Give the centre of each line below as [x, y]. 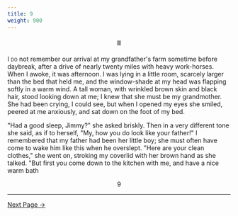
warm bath [23, 170]
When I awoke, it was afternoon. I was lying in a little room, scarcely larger [116, 74]
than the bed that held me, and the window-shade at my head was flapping [117, 81]
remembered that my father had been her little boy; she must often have [112, 140]
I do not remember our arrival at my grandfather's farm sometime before [113, 59]
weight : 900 [25, 21]
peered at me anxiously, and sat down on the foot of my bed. [96, 111]
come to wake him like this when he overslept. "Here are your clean [106, 148]
